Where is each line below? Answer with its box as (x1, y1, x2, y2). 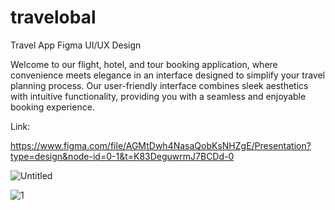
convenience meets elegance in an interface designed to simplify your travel (10, 69, 325, 81)
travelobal (10, 6, 97, 29)
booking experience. (10, 101, 95, 113)
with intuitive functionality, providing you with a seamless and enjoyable (10, 90, 307, 102)
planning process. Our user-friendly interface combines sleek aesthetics (10, 79, 309, 91)
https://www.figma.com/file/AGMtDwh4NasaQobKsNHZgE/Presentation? (10, 139, 312, 151)
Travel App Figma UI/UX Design (10, 39, 142, 51)
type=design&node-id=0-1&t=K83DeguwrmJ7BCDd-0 (10, 150, 235, 162)
